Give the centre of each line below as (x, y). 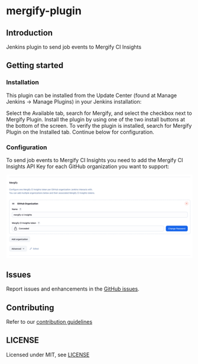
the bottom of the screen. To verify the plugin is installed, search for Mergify (99, 125)
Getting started (35, 65)
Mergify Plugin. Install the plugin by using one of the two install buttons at (95, 119)
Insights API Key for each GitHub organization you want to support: (88, 166)
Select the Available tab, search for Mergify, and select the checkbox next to (99, 113)
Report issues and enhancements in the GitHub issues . (73, 289)
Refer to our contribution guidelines (49, 322)
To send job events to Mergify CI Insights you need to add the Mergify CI (95, 160)
